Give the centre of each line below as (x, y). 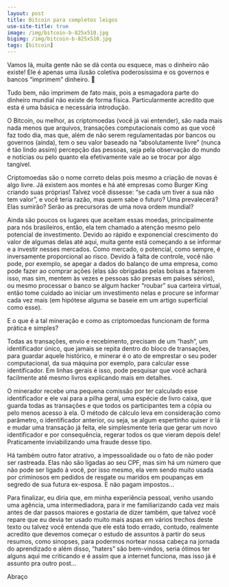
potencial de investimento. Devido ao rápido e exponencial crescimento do (112, 235)
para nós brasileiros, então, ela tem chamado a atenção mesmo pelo (104, 227)
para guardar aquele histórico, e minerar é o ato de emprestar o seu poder (112, 356)
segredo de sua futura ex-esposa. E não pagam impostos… (91, 484)
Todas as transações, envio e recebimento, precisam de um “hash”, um (107, 341)
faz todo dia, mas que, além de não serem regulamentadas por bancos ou (111, 135)
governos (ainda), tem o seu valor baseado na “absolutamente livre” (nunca (114, 142)
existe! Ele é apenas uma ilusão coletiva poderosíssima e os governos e (108, 72)
